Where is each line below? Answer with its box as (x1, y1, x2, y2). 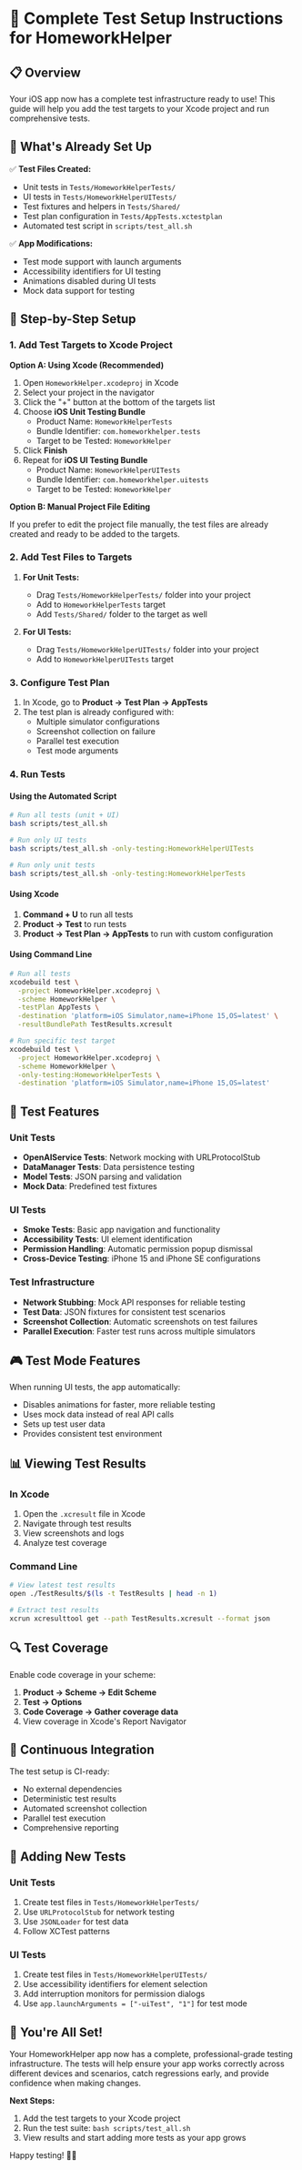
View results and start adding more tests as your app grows (22, 2133, 247, 2144)
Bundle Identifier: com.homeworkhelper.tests (35, 425, 201, 436)
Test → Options (22, 1696, 83, 1707)
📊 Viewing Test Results (9, 1456, 146, 1471)
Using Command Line (9, 949, 93, 960)
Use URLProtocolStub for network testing (22, 1906, 176, 1918)
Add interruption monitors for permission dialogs (22, 1988, 206, 2000)
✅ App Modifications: (9, 237, 94, 248)
